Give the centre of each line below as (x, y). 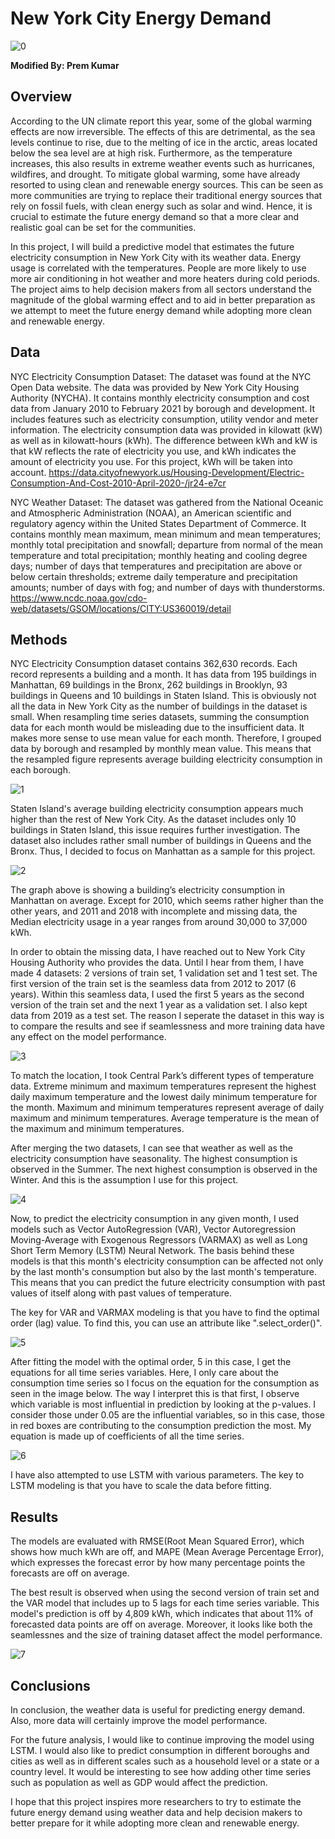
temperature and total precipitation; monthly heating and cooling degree (159, 555)
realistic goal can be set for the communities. (103, 227)
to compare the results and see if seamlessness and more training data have (168, 1026)
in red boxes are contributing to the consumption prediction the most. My (161, 1426)
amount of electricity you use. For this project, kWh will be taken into (151, 461)
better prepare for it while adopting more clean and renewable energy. (155, 1823)
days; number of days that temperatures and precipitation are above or (156, 566)
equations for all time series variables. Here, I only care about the (144, 1373)
